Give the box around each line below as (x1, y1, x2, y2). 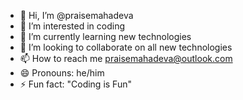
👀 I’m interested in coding (19, 20, 126, 32)
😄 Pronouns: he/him (19, 67, 105, 79)
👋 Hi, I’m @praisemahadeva (19, 10, 134, 21)
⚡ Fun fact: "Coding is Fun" (19, 78, 132, 90)
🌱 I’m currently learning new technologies (19, 31, 192, 42)
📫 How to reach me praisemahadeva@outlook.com (19, 53, 233, 64)
